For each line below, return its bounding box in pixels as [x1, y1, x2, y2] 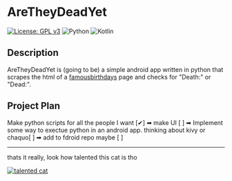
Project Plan [7, 100, 61, 112]
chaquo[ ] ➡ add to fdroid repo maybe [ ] [7, 133, 124, 142]
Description [7, 47, 59, 59]
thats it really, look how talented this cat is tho [7, 153, 137, 161]
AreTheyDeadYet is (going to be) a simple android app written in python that [7, 65, 224, 73]
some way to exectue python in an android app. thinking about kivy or [7, 126, 206, 134]
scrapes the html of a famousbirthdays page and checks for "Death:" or [7, 73, 211, 81]
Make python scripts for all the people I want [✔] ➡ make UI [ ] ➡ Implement [7, 118, 223, 126]
